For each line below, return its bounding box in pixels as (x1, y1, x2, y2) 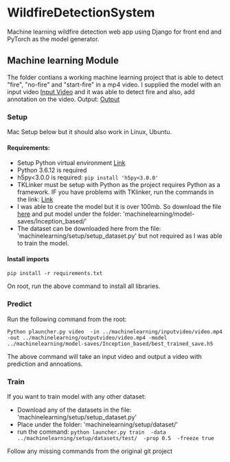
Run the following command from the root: (7, 315, 127, 323)
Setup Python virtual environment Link (16, 159, 126, 167)
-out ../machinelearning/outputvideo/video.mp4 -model (7, 334, 168, 341)
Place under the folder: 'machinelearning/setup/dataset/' (16, 421, 179, 429)
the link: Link (16, 195, 54, 203)
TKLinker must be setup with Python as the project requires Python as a (16, 181, 221, 189)
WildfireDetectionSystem (7, 5, 155, 21)
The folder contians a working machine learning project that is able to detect (7, 73, 224, 81)
